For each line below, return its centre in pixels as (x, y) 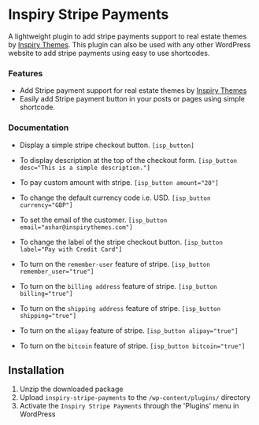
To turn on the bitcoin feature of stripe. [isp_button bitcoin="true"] (132, 346)
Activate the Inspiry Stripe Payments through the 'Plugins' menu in (129, 406)
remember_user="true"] (57, 272)
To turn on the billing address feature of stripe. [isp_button (118, 286)
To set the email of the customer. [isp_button (93, 220)
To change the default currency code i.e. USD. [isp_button (115, 198)
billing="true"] (46, 294)
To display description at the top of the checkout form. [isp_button (128, 160)
